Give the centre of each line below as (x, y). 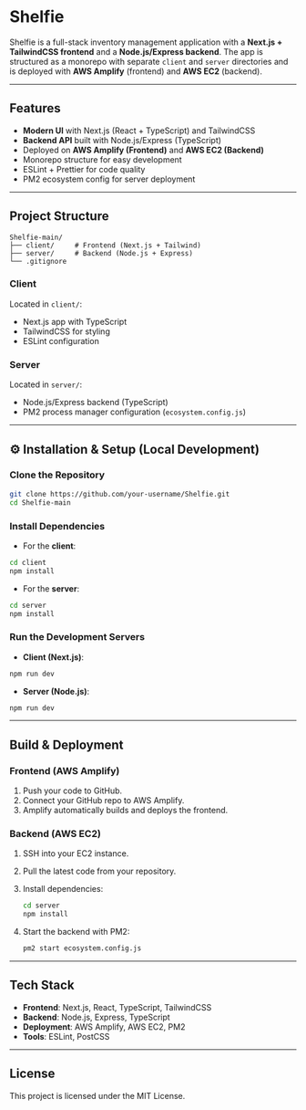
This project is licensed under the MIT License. (97, 1095)
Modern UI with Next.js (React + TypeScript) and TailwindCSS (139, 131)
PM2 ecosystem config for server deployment (109, 179)
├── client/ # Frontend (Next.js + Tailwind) (106, 245)
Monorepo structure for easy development (102, 159)
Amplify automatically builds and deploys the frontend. (125, 811)
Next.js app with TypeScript (75, 321)
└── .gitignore (38, 261)
